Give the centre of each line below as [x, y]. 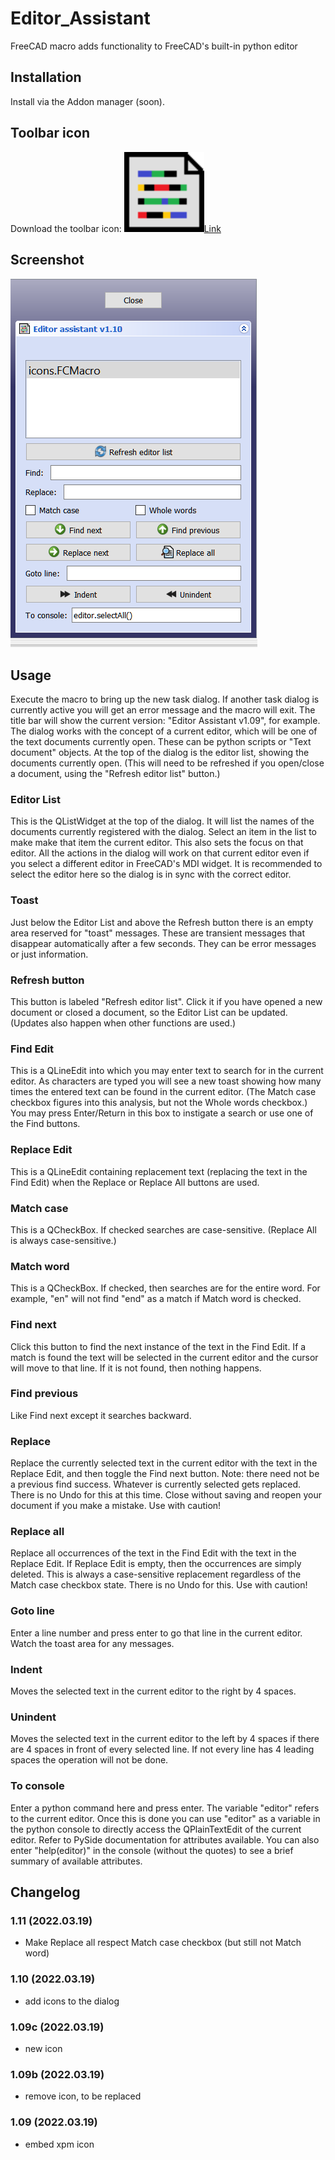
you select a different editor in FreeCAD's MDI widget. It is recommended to [166, 864]
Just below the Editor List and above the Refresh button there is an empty [162, 922]
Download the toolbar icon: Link [116, 228]
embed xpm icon [59, 2144]
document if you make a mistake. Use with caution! [116, 1506]
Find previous [44, 1394]
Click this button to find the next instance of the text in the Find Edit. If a [158, 1346]
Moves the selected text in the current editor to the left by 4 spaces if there [165, 1739]
